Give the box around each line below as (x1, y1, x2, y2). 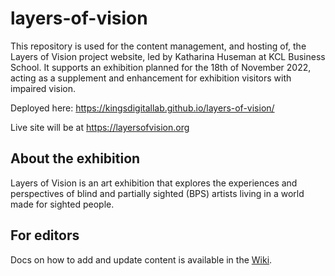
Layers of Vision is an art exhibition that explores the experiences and (10, 177, 298, 189)
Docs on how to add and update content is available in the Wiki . (10, 253, 273, 266)
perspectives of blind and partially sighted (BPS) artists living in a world (10, 187, 305, 199)
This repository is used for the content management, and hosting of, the (10, 40, 307, 52)
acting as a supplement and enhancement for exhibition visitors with (10, 72, 292, 84)
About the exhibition (10, 150, 141, 167)
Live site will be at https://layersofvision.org (10, 121, 190, 133)
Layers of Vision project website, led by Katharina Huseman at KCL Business (10, 50, 326, 62)
